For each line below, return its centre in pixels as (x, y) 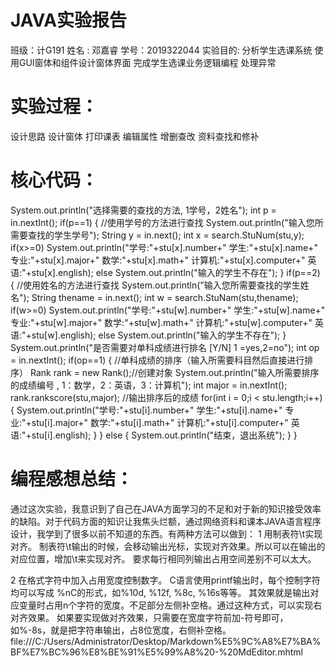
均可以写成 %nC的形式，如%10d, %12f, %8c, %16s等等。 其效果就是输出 (160, 592)
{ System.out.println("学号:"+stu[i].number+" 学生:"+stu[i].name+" (146, 410)
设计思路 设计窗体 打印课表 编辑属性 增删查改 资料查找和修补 (135, 136)
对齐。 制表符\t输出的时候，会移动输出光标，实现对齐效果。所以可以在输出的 (168, 546)
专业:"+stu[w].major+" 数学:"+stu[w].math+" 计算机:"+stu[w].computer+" (161, 322)
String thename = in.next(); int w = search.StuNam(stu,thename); (165, 297)
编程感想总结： (72, 479)
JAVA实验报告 (69, 20)
